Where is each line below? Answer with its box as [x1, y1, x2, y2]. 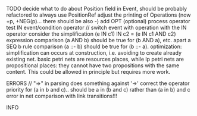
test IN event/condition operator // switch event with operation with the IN [6, 24, 187, 31]
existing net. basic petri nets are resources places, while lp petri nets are [6, 56, 185, 62]
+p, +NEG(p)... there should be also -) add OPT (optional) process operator [6, 18, 190, 24]
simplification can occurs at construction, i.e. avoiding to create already [6, 49, 182, 56]
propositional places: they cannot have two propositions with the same [6, 62, 180, 69]
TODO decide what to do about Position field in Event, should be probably [6, 5, 187, 12]
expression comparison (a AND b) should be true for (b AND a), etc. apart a [6, 37, 191, 43]
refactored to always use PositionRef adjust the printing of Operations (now [6, 11, 191, 18]
